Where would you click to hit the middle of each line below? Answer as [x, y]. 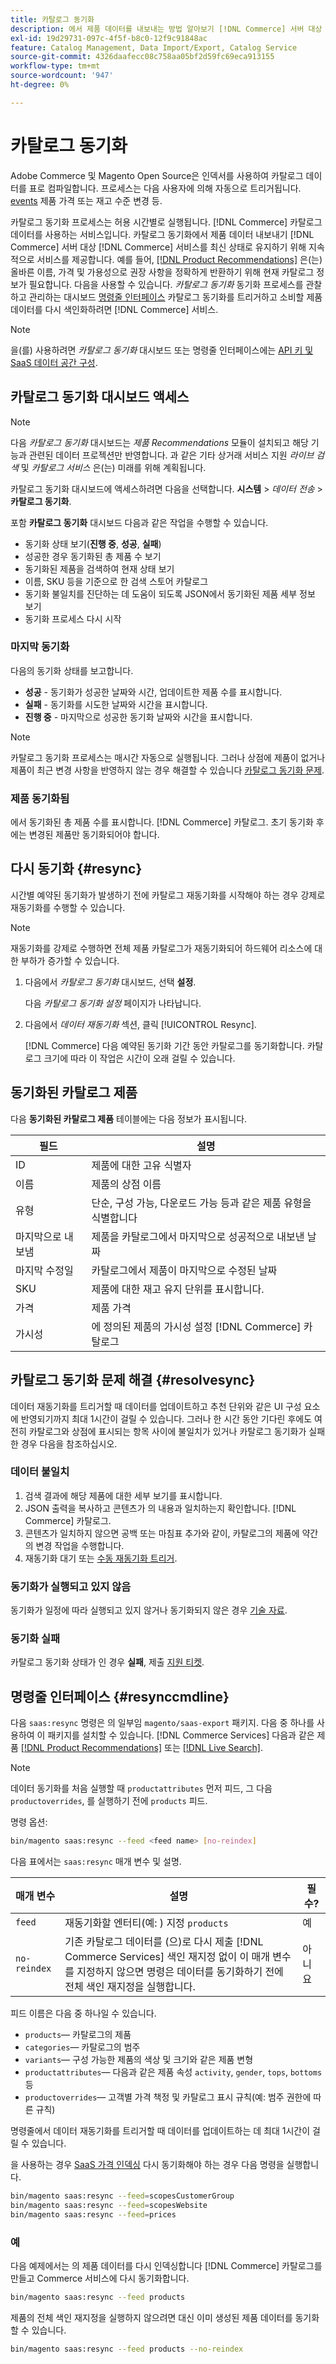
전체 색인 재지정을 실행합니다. [130, 1987]
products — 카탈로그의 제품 [78, 2035]
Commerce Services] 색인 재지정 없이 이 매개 [167, 1957]
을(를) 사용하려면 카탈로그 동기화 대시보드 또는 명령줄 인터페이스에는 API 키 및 [162, 350]
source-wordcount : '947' [62, 76]
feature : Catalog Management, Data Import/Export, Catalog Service [154, 47]
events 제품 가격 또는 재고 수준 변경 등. [86, 200]
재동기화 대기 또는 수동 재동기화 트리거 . [101, 1558]
